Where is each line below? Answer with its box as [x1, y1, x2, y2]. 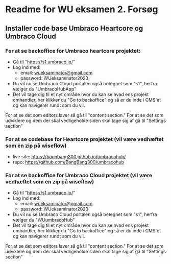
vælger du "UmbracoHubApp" [12, 86, 77, 92]
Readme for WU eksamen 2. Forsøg [5, 4, 158, 15]
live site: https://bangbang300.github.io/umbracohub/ [12, 154, 126, 160]
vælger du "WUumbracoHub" [12, 217, 75, 223]
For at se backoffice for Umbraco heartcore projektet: [5, 47, 141, 54]
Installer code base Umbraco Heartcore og [5, 24, 143, 33]
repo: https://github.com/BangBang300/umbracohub [12, 159, 124, 165]
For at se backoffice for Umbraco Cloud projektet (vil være [5, 172, 153, 179]
